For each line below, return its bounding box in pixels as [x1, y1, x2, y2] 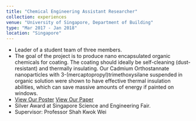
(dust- [175, 59, 191, 66]
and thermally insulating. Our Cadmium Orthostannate [39, 65, 170, 72]
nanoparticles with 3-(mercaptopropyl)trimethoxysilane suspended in [14, 71, 183, 78]
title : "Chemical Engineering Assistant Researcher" [6, 8, 138, 15]
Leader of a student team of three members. [14, 46, 122, 53]
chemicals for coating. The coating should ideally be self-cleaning [14, 59, 175, 66]
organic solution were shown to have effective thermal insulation [14, 77, 171, 85]
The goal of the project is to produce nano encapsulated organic [14, 53, 171, 60]
